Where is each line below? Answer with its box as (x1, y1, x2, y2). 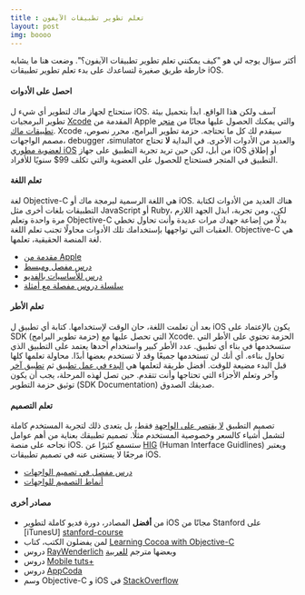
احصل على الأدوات (10, 85, 73, 96)
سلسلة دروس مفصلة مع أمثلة (23, 280, 123, 291)
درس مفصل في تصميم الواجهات (23, 467, 133, 478)
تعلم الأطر (10, 301, 44, 312)
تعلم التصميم (10, 400, 54, 411)
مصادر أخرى (10, 497, 52, 508)
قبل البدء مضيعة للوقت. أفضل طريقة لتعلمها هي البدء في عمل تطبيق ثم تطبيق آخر (10, 360, 287, 371)
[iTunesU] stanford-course (23, 527, 123, 538)
